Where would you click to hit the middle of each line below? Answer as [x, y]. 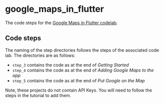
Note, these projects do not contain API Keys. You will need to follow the [79, 90]
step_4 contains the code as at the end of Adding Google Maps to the [83, 70]
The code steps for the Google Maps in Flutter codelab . [61, 23]
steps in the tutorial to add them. [38, 95]
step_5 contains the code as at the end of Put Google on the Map [79, 80]
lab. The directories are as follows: [40, 55]
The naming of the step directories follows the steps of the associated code [82, 50]
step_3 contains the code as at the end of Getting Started [71, 65]
